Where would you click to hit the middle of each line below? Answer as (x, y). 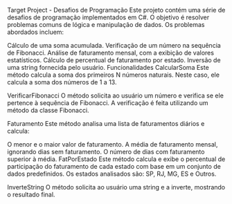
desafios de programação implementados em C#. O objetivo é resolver (108, 17)
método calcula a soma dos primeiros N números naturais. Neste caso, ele (114, 75)
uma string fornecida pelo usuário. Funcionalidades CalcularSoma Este (108, 67)
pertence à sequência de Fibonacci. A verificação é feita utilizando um (108, 103)
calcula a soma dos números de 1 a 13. (62, 82)
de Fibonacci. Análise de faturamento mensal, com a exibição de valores (111, 53)
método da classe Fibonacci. (48, 110)
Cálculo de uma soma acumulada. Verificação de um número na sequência (114, 45)
